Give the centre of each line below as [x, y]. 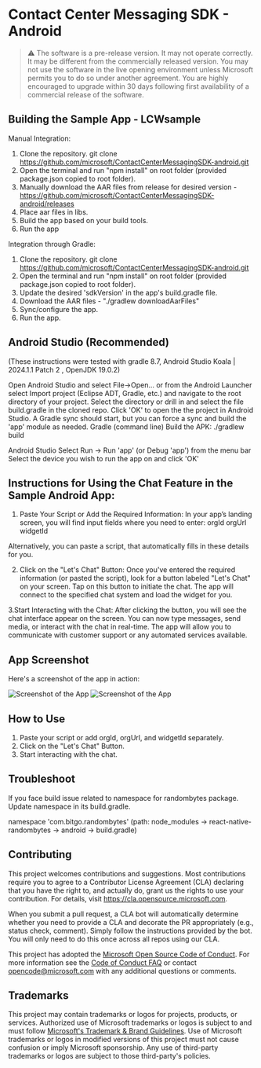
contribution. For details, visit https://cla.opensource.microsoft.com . [118, 898]
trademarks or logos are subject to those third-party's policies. [109, 1056]
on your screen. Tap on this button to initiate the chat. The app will [126, 586]
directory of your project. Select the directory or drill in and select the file [126, 402]
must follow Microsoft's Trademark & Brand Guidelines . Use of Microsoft [125, 1031]
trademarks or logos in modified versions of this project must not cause [123, 1040]
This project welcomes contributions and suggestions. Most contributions [127, 873]
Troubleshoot [42, 779]
